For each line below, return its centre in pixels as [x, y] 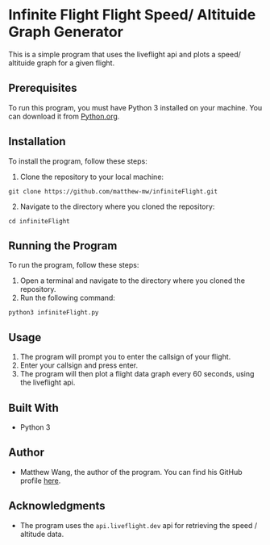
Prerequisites [43, 88]
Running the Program [63, 245]
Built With [33, 408]
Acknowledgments [57, 506]
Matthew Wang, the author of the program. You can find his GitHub [131, 472]
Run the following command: [67, 298]
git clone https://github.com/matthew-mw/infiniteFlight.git [113, 191]
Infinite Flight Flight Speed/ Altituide [132, 15]
